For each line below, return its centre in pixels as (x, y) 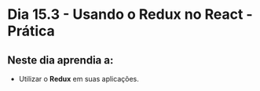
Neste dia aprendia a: (60, 60)
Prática (31, 31)
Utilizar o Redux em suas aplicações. (79, 79)
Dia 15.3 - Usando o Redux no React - (130, 15)
